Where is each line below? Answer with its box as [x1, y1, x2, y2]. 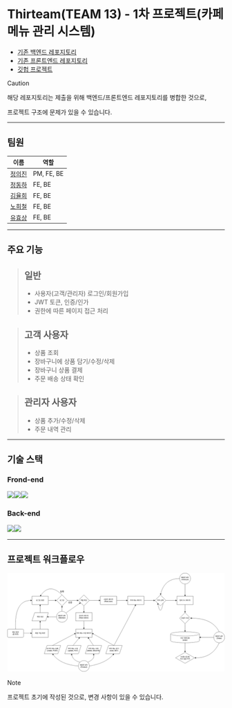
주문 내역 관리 [34, 425, 72, 433]
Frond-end [7, 475, 43, 484]
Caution [7, 79, 30, 87]
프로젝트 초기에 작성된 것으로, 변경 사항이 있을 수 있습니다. [7, 693, 164, 701]
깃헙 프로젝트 [17, 65, 53, 73]
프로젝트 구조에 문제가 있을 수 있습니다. [7, 108, 113, 116]
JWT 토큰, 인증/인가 [34, 298, 89, 307]
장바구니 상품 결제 [34, 366, 83, 374]
